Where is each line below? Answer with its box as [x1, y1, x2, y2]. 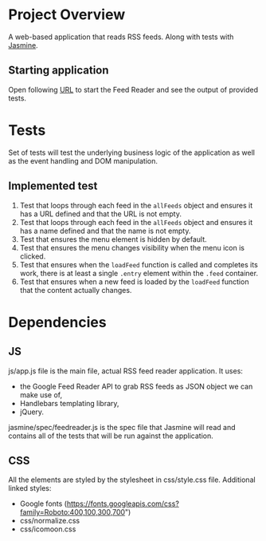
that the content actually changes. [19, 285, 132, 294]
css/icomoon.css [19, 524, 76, 534]
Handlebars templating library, [19, 398, 119, 408]
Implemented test [8, 180, 98, 193]
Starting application [8, 64, 109, 77]
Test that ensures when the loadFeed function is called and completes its [19, 259, 259, 269]
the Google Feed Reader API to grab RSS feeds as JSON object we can [19, 381, 253, 391]
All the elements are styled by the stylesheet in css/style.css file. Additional [8, 475, 256, 484]
